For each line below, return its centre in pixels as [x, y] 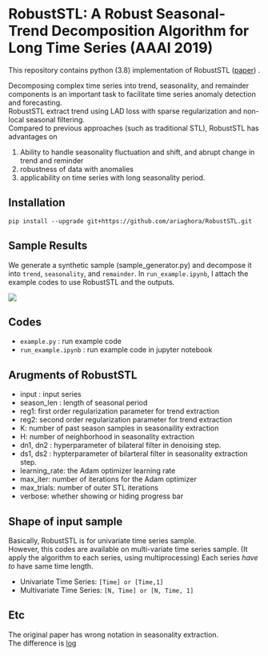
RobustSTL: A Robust [81, 14]
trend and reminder [52, 160]
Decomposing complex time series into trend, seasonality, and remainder [129, 86]
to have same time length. [51, 566]
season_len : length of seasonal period [84, 403]
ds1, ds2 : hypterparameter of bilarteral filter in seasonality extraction [134, 454]
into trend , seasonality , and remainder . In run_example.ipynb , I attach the [128, 274]
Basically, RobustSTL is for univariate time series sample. [102, 540]
